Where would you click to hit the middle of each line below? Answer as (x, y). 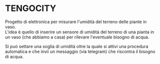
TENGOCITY (31, 8)
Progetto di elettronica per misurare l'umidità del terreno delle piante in (76, 22)
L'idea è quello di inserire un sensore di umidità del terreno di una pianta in (80, 32)
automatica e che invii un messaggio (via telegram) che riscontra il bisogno (80, 51)
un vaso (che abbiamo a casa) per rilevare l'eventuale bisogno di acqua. (77, 37)
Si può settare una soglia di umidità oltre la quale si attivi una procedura (77, 46)
